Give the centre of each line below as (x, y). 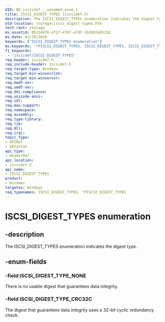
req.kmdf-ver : (20, 82)
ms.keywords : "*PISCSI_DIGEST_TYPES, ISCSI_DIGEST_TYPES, (66, 46)
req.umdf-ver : (20, 87)
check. (12, 315)
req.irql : (15, 133)
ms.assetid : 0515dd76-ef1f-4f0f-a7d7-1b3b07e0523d (58, 32)
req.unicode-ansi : (24, 96)
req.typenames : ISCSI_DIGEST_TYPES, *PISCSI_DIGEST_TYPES (66, 192)
